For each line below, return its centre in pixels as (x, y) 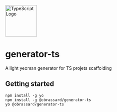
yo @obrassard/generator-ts (35, 104)
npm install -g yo (24, 95)
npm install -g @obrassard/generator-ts (48, 100)
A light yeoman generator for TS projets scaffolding (58, 68)
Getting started (30, 84)
